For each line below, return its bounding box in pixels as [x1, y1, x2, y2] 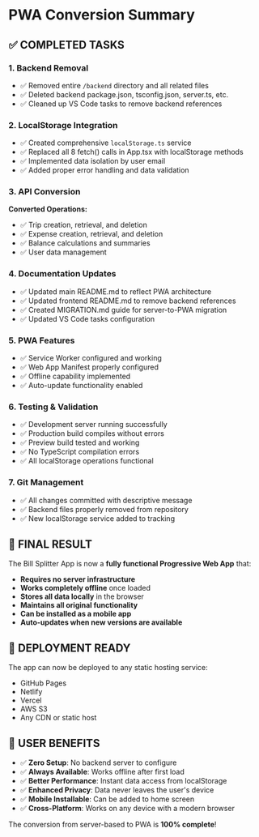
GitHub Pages [19, 678, 67, 688]
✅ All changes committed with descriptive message [19, 495, 193, 505]
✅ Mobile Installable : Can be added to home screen [19, 794, 195, 804]
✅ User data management [19, 247, 107, 257]
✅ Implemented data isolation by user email [19, 156, 166, 166]
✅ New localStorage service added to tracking [19, 513, 176, 523]
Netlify [19, 687, 43, 697]
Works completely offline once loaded [19, 583, 151, 593]
